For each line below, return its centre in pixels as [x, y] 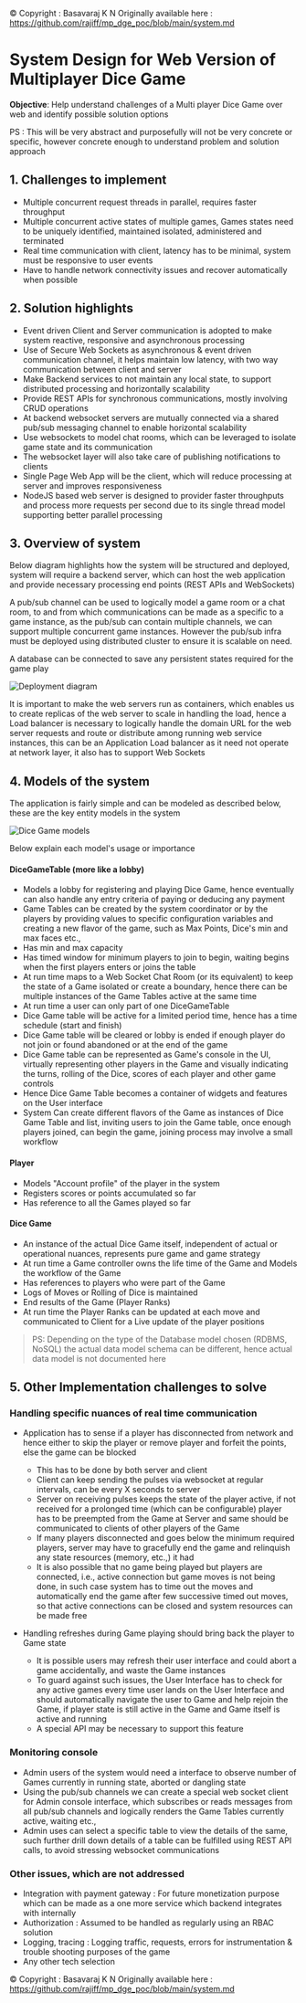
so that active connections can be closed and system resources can [165, 1606]
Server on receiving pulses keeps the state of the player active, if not [166, 1499]
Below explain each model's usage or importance [102, 849]
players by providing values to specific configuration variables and [148, 919]
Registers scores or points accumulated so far [109, 1193]
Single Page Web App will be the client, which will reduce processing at [157, 476]
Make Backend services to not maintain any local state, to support [147, 379]
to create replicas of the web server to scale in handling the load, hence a [148, 714]
